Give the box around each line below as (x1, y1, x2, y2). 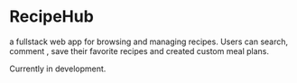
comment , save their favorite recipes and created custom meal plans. (9, 45, 269, 56)
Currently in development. (9, 63, 107, 74)
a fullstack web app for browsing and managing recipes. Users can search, (9, 36, 289, 47)
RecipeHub (9, 6, 95, 27)
